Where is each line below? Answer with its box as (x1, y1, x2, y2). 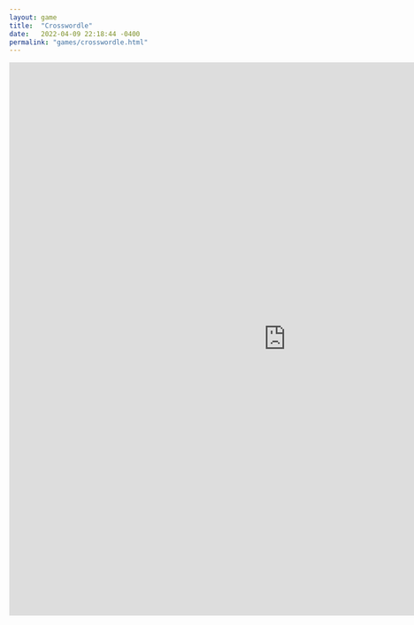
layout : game (9, 12, 57, 22)
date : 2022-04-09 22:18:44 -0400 (9, 29, 141, 38)
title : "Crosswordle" (9, 21, 93, 30)
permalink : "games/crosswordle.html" (9, 37, 149, 47)
